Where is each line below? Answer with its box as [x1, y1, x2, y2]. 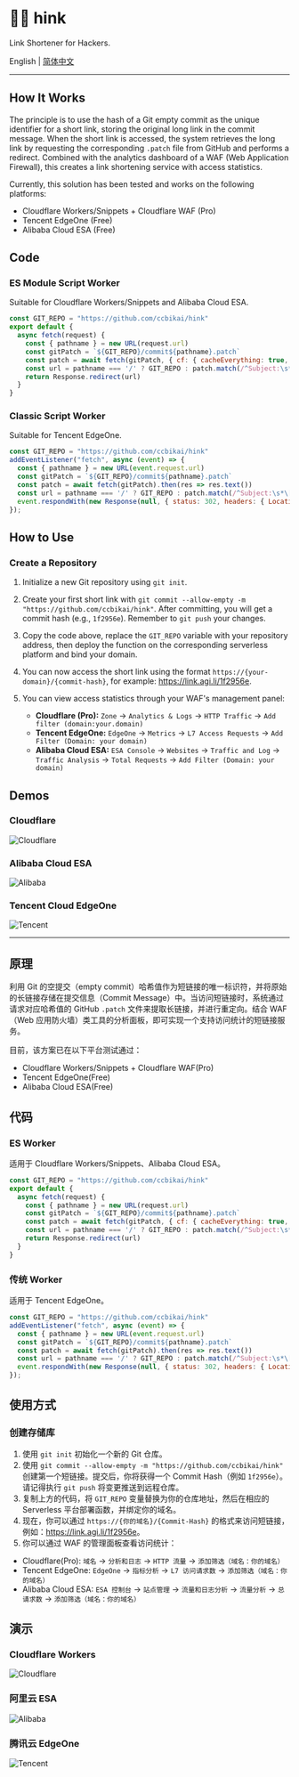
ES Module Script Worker [9, 277, 120, 289]
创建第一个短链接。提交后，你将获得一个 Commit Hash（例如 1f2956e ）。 [21, 1471, 287, 1481]
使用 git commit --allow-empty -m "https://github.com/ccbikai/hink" [21, 1459, 284, 1470]
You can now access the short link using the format [21, 667, 211, 678]
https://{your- [212, 668, 269, 678]
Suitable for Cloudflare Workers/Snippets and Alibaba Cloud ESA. [9, 297, 249, 308]
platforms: [9, 188, 47, 199]
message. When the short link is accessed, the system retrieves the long [9, 133, 276, 143]
